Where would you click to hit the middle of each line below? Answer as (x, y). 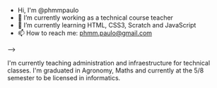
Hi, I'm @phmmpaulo (48, 10)
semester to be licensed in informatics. (64, 78)
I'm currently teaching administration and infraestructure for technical (109, 63)
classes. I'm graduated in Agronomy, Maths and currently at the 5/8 (106, 70)
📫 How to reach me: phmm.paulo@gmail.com (85, 33)
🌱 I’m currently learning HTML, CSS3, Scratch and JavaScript (107, 25)
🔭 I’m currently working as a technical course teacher (95, 18)
